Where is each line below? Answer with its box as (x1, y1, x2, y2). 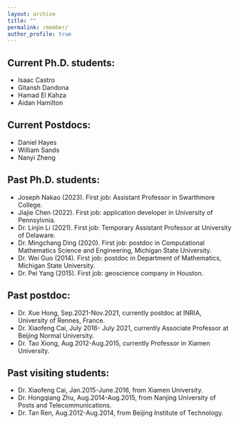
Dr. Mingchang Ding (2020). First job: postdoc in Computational (17, 238, 205, 247)
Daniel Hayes (17, 138, 57, 146)
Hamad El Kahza (17, 91, 66, 100)
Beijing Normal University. (17, 331, 94, 340)
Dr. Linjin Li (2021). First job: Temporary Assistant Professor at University (17, 223, 232, 232)
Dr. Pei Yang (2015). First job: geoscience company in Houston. (17, 268, 204, 277)
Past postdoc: (7, 290, 71, 302)
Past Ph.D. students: (7, 174, 100, 186)
